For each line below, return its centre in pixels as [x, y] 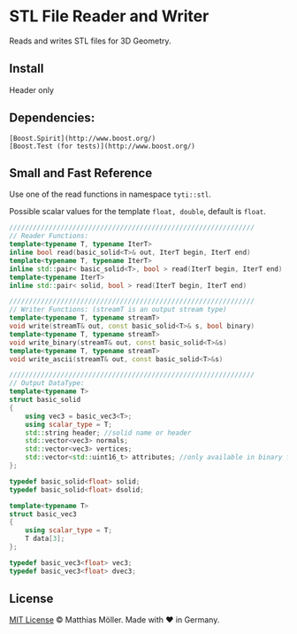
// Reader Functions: [49, 236]
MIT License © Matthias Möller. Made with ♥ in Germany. [114, 620]
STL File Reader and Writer [109, 16]
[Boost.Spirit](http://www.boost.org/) [83, 138]
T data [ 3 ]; [45, 539]
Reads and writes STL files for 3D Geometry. [90, 41]
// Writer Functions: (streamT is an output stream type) [118, 310]
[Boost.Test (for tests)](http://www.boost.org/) [103, 146]
